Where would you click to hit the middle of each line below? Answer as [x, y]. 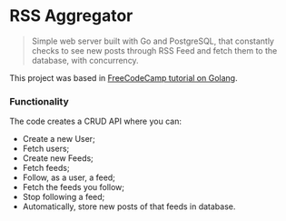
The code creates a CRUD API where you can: [95, 121]
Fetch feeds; [46, 168]
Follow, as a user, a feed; [69, 177]
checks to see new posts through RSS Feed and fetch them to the [154, 50]
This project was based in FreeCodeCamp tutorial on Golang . [123, 77]
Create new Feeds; [58, 158]
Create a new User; [59, 139]
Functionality [39, 101]
